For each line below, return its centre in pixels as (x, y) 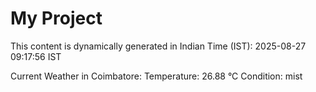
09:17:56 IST (36, 56)
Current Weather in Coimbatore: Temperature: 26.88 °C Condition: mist (156, 76)
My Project (56, 18)
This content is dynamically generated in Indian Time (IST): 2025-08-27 (158, 46)
